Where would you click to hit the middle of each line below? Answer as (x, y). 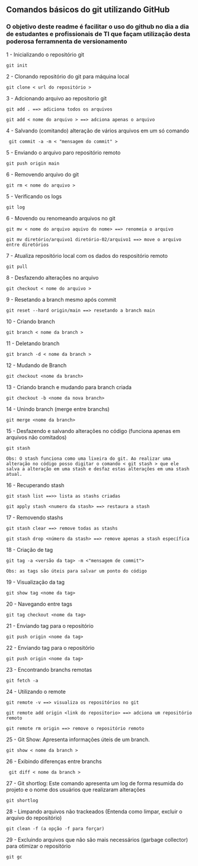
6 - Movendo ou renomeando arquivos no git (61, 218)
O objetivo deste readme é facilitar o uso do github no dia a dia (98, 27)
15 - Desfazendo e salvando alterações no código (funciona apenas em (93, 431)
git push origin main (33, 163)
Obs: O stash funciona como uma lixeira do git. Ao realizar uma (88, 459)
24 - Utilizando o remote (36, 691)
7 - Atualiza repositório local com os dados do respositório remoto (87, 255)
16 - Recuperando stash (35, 485)
